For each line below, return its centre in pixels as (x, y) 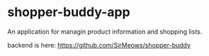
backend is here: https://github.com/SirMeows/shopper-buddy (99, 45)
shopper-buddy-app (69, 12)
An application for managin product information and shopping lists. (105, 31)
